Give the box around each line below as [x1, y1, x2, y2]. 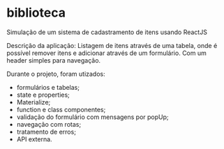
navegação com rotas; [16, 120, 82, 128]
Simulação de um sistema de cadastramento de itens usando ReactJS [6, 28, 207, 36]
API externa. [16, 134, 53, 143]
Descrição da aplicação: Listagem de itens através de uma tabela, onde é [6, 41, 218, 49]
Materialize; [16, 97, 51, 106]
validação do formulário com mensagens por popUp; [16, 113, 169, 121]
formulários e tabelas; [16, 83, 80, 91]
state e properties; [16, 91, 70, 99]
